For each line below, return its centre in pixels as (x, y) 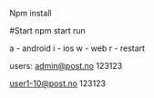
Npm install (31, 13)
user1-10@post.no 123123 (58, 83)
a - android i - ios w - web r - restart (77, 48)
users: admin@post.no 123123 (66, 66)
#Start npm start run (48, 30)
